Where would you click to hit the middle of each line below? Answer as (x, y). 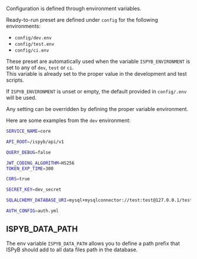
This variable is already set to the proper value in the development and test (96, 74)
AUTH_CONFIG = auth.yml (33, 211)
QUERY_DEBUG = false (28, 152)
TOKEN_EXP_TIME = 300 (30, 169)
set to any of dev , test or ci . (40, 68)
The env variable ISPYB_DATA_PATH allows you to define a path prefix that (93, 243)
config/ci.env (32, 51)
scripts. (15, 80)
